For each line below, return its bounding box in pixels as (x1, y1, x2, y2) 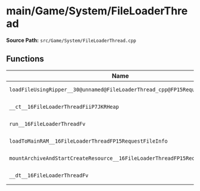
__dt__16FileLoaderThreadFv (9, 172, 89, 178)
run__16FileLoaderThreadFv (9, 121, 86, 127)
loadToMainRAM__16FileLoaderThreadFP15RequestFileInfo (9, 137, 168, 144)
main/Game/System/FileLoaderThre (6, 4, 188, 18)
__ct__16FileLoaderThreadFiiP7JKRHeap (9, 103, 119, 110)
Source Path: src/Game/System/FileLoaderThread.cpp (6, 36, 136, 44)
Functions (6, 54, 45, 64)
